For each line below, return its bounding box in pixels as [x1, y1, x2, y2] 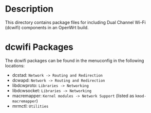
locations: [5, 63, 25, 68]
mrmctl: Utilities [12, 103, 49, 109]
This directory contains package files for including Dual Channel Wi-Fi [5, 19, 146, 25]
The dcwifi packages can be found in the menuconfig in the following [5, 57, 145, 64]
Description [5, 3, 54, 15]
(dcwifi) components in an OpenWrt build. [5, 24, 89, 30]
